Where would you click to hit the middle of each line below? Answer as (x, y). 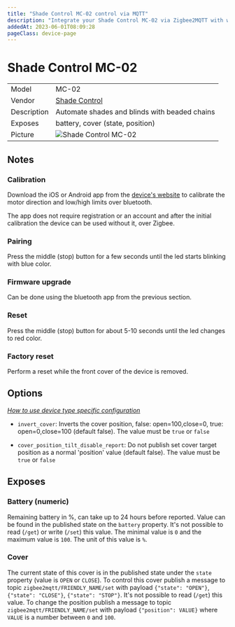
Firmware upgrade (39, 282)
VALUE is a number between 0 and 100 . (62, 617)
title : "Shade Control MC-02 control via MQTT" (78, 14)
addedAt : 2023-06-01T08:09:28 (51, 27)
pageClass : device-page (42, 33)
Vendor (23, 101)
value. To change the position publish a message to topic (90, 602)
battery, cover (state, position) (105, 123)
